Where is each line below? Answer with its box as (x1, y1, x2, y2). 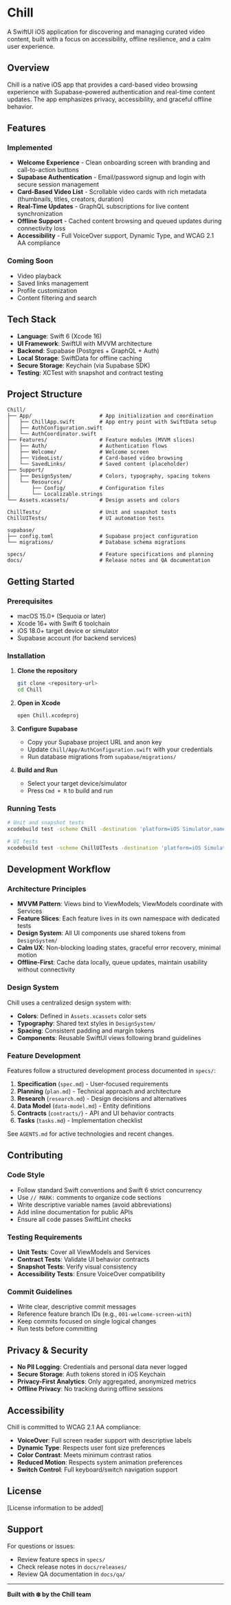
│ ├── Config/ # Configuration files (7, 485, 165, 492)
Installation (7, 651, 46, 660)
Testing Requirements (7, 1232, 82, 1242)
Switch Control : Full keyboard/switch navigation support (16, 1465, 178, 1474)
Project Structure (7, 388, 82, 400)
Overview (7, 62, 50, 74)
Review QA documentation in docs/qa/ (16, 1570, 126, 1578)
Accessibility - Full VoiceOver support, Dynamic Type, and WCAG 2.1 (16, 232, 214, 240)
